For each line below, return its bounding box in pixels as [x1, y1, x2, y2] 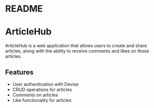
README [5, 3, 43, 15]
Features [5, 68, 34, 76]
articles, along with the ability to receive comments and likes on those [5, 48, 149, 54]
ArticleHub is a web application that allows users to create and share [5, 43, 147, 49]
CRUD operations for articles [12, 86, 72, 92]
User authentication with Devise [12, 81, 79, 87]
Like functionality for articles [12, 97, 72, 103]
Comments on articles [12, 91, 59, 98]
